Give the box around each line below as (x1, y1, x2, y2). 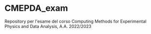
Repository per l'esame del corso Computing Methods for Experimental (4, 18, 147, 24)
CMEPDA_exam (4, 3, 68, 14)
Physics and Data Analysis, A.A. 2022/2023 (4, 23, 91, 29)
